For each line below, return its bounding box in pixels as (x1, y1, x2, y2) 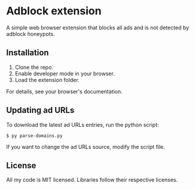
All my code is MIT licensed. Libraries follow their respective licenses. (6, 176, 178, 184)
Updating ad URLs (6, 105, 75, 115)
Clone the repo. (14, 63, 54, 71)
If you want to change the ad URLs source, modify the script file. (6, 143, 166, 150)
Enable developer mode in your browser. (14, 70, 115, 77)
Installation (6, 48, 49, 58)
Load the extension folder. (14, 76, 80, 83)
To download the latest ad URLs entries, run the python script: (6, 121, 160, 128)
